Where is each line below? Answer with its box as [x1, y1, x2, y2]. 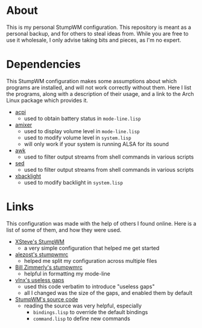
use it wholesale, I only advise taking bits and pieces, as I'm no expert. [6, 36, 181, 43]
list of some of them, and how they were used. [6, 226, 122, 233]
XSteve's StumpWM [14, 238, 65, 245]
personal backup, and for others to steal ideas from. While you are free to [6, 30, 189, 37]
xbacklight [14, 172, 41, 180]
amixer [14, 121, 33, 128]
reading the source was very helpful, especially [24, 302, 142, 309]
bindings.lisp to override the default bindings [33, 308, 148, 315]
